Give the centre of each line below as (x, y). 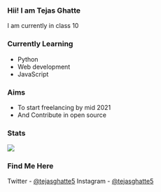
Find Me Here (30, 166)
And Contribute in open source (62, 115)
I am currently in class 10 (43, 26)
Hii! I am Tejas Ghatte (44, 11)
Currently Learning (40, 44)
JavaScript (33, 74)
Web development (44, 67)
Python (28, 59)
